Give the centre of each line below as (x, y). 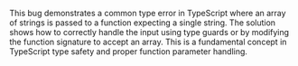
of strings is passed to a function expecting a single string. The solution (143, 23)
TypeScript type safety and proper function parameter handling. (129, 52)
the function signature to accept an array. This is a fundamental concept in (148, 42)
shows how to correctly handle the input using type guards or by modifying (149, 32)
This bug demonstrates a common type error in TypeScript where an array (148, 13)
